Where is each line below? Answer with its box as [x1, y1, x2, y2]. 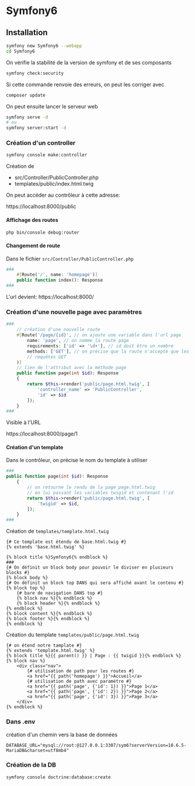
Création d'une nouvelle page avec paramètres [6, 308, 142, 316]
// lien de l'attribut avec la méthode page [16, 365, 127, 371]
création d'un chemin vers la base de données [6, 731, 118, 738]
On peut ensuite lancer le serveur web [6, 102, 98, 110]
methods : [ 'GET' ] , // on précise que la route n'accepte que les [27, 348, 190, 354]
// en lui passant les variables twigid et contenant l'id [27, 490, 174, 495]
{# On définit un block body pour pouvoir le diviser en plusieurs [6, 565, 174, 570]
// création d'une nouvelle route [16, 327, 100, 333]
